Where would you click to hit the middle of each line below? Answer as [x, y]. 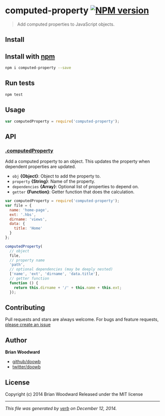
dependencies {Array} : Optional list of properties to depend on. [75, 187]
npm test [14, 94]
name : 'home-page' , [29, 210]
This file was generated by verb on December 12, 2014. [61, 409]
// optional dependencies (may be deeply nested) [61, 269]
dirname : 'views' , [28, 219]
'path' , [17, 265]
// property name [27, 260]
